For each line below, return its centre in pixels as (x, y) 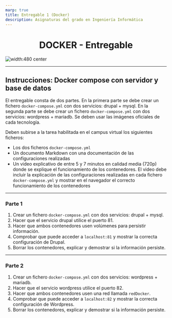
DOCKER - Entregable (86, 45)
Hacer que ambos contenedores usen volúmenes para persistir (79, 226)
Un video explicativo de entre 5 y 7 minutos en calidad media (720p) (85, 164)
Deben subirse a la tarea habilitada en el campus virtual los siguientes (79, 132)
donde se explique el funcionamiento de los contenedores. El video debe (90, 169)
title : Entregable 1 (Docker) (38, 15)
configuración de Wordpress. (44, 304)
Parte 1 (14, 204)
